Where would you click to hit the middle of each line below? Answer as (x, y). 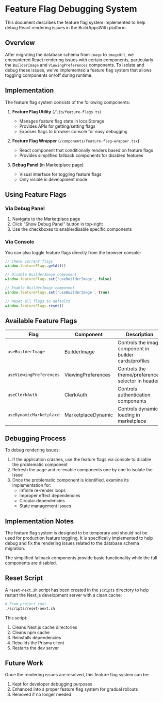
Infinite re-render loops (42, 490)
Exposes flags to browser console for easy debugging (73, 131)
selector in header (138, 381)
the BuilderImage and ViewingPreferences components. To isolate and (75, 65)
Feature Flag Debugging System (71, 9)
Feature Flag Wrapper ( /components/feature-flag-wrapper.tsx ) (76, 141)
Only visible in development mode (53, 179)
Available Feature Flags (41, 321)
